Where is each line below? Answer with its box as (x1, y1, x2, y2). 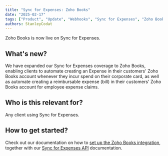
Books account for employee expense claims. (5, 84, 99, 90)
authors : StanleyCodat (5, 21, 52, 26)
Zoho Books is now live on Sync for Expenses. (5, 35, 100, 41)
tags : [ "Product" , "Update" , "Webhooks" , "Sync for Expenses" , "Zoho (5, 16, 153, 21)
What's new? (5, 49, 47, 58)
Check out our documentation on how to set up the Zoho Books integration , (5, 139, 161, 145)
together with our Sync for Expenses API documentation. (5, 144, 122, 150)
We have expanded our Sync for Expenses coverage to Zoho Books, (5, 63, 146, 69)
